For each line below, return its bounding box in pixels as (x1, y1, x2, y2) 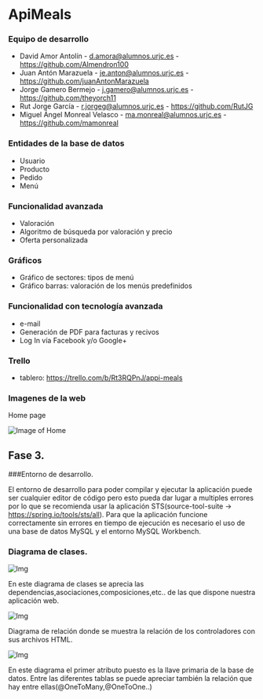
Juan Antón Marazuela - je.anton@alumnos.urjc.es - (19, 68, 189, 78)
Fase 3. (8, 449, 45, 462)
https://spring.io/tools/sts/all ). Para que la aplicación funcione (8, 510, 208, 520)
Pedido (19, 172, 43, 182)
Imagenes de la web (8, 392, 86, 403)
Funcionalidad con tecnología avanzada (8, 301, 163, 312)
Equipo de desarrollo (8, 34, 89, 45)
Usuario (19, 156, 46, 165)
